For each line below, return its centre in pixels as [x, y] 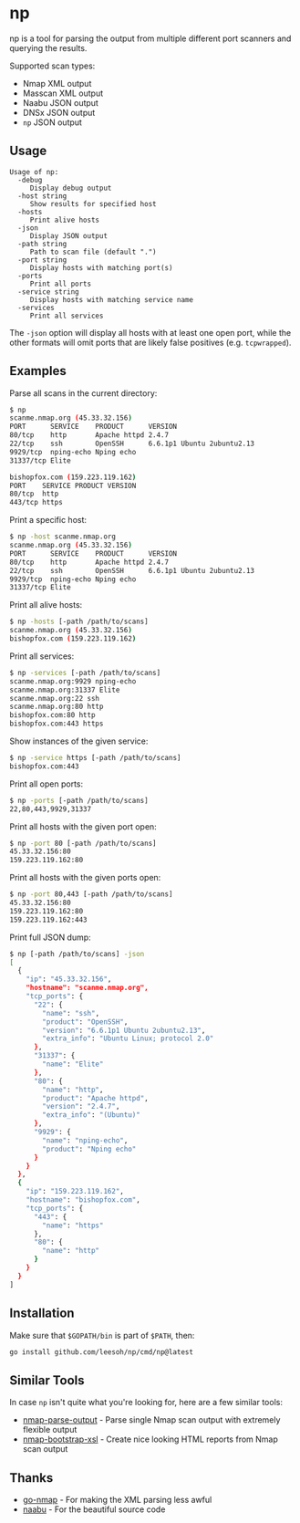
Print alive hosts [65, 220]
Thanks [31, 1478]
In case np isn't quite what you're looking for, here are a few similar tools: [146, 1403]
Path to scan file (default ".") [93, 252]
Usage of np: [34, 172]
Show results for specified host [93, 203]
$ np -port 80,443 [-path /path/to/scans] [91, 894]
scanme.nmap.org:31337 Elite [65, 690]
